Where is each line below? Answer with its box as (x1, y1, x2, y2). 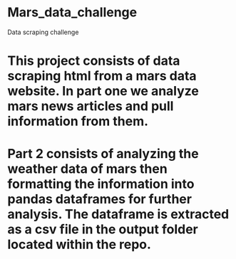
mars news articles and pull (7, 98, 174, 115)
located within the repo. (7, 236, 152, 253)
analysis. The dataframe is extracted (7, 206, 230, 223)
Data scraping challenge (7, 28, 79, 36)
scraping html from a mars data (7, 68, 197, 84)
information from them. (7, 113, 148, 129)
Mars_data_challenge (7, 4, 138, 21)
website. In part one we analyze (7, 83, 200, 100)
